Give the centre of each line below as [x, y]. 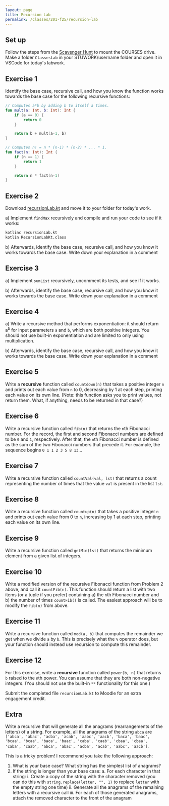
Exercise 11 [23, 621]
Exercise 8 [22, 499]
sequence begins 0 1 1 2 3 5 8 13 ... [44, 450]
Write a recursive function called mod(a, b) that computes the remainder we [84, 633]
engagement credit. [26, 698]
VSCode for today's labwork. [35, 63]
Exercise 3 [22, 268]
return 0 [33, 120]
